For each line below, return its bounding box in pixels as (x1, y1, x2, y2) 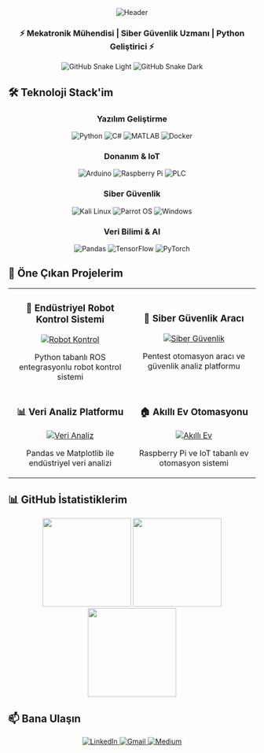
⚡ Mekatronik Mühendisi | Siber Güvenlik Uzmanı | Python (19, 28, 245, 39)
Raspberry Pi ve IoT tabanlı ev (138, 447, 249, 458)
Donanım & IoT (103, 150, 161, 161)
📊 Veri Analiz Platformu (16, 406, 124, 418)
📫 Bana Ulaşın (8, 712, 81, 725)
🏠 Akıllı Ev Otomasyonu (139, 406, 249, 418)
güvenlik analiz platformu (147, 361, 241, 372)
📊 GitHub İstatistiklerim (8, 492, 128, 506)
